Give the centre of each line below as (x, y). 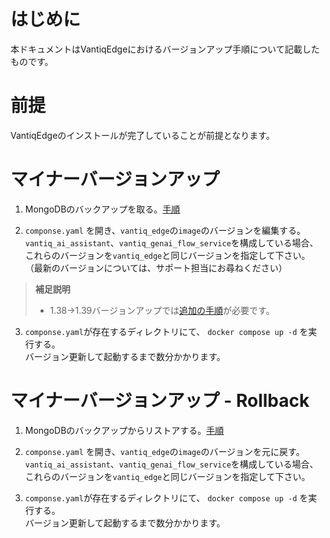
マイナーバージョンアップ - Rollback (160, 401)
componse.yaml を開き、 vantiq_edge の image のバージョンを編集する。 (165, 230)
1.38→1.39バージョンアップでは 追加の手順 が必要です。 (162, 310)
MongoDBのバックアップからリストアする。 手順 (124, 430)
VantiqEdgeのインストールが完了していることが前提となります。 (142, 135)
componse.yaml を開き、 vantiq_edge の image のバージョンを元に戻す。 (164, 451)
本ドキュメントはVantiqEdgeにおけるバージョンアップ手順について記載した (165, 49)
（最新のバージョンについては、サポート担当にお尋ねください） (156, 267)
